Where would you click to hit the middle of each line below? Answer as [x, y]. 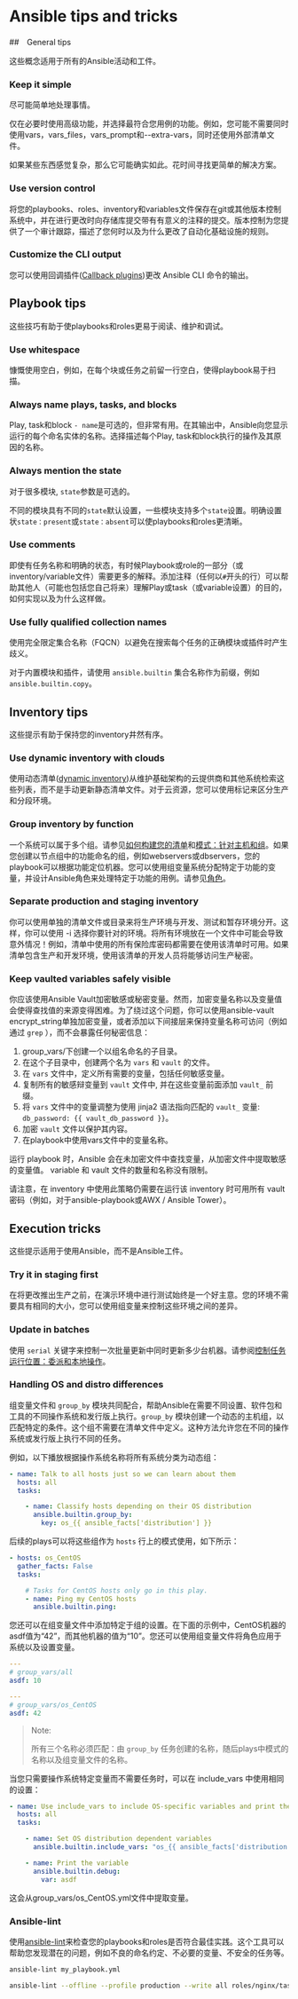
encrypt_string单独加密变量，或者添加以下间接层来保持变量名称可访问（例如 [148, 1022]
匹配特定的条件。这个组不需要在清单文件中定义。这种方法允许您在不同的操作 [149, 1427]
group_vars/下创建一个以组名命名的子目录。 [102, 1051]
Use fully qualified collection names [88, 621]
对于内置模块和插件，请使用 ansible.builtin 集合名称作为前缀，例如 [134, 673]
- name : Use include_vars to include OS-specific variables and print [142, 1806]
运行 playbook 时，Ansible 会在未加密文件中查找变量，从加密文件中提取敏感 [148, 1159]
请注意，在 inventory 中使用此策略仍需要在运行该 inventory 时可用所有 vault [147, 1189]
